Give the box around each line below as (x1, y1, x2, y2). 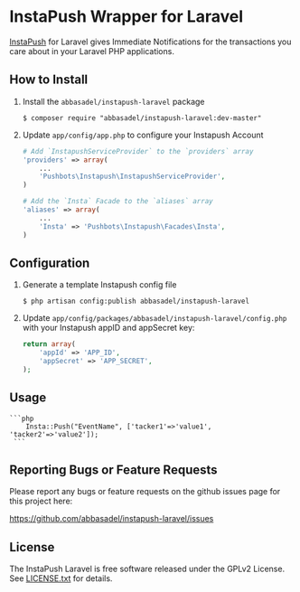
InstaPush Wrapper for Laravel (9, 6, 244, 27)
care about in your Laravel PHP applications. (9, 45, 174, 56)
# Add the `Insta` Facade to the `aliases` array (22, 197, 214, 206)
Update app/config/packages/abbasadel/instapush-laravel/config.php (22, 313, 287, 324)
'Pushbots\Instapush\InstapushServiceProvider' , (39, 172, 226, 182)
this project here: (9, 495, 73, 507)
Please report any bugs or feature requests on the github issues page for (9, 486, 281, 497)
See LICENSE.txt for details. (9, 573, 113, 584)
